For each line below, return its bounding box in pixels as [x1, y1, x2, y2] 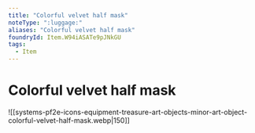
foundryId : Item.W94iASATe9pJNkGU [8, 33, 122, 41]
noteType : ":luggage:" [8, 19, 83, 27]
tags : [8, 41, 26, 49]
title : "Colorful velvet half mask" [8, 11, 128, 20]
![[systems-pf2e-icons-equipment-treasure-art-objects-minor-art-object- [8, 107, 248, 117]
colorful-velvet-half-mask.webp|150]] [8, 115, 130, 125]
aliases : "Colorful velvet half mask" [8, 26, 135, 34]
